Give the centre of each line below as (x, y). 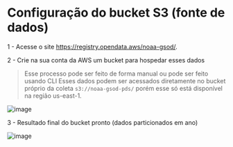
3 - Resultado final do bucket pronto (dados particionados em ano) (103, 122)
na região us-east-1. (53, 96)
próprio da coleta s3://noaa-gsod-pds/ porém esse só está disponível (123, 88)
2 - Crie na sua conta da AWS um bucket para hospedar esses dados (106, 60)
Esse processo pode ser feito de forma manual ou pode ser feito (116, 73)
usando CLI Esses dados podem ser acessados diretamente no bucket (125, 80)
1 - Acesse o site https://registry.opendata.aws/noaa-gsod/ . (93, 46)
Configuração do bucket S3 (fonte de (116, 13)
